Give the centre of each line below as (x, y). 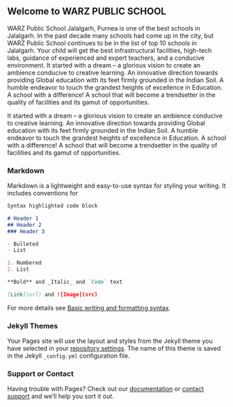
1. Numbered (24, 263)
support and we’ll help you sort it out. (61, 397)
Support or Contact (41, 374)
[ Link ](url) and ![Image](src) (53, 294)
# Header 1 (23, 218)
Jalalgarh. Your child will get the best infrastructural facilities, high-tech (110, 50)
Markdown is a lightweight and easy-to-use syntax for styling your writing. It (116, 186)
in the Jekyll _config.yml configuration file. (69, 356)
